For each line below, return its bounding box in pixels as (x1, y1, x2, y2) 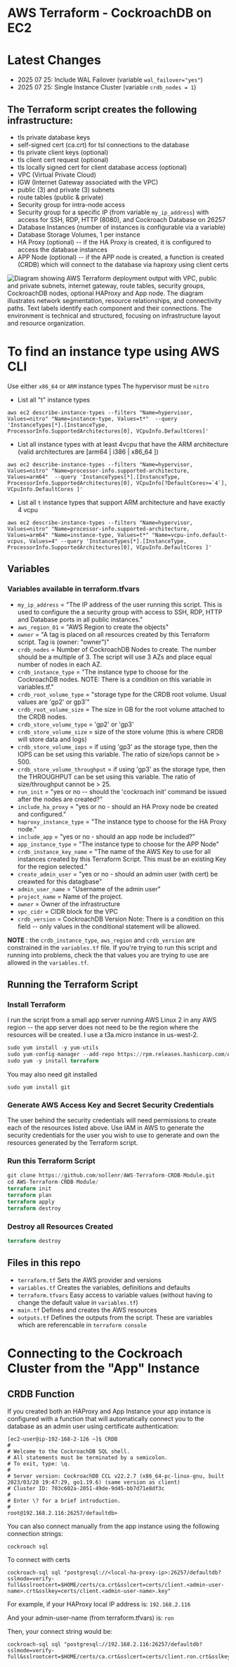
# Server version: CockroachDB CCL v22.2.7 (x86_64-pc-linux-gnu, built (7, 1473, 225, 1480)
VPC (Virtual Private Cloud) (17, 171, 97, 179)
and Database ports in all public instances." (17, 615, 143, 624)
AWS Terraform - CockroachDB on (7, 5, 212, 21)
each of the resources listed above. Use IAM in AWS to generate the (7, 1124, 204, 1132)
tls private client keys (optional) (17, 148, 109, 156)
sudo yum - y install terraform (7, 1058, 99, 1065)
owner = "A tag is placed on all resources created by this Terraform (17, 630, 210, 638)
